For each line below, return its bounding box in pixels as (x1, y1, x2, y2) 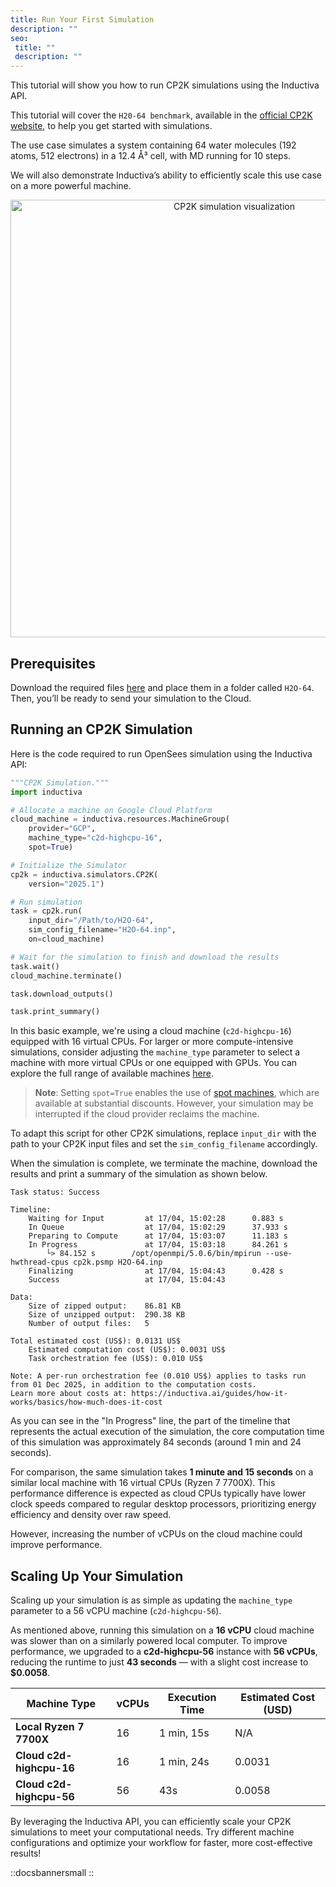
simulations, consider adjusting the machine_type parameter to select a (10, 1046, 301, 1058)
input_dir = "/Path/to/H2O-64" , (28, 916, 155, 926)
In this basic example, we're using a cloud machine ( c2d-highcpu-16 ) (10, 1025, 292, 1037)
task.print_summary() (10, 1007, 101, 1017)
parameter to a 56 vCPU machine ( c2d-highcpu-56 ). (10, 1605, 222, 1617)
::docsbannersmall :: (10, 1867, 95, 1879)
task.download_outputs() (10, 989, 114, 999)
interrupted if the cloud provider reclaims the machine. (34, 1108, 260, 1120)
